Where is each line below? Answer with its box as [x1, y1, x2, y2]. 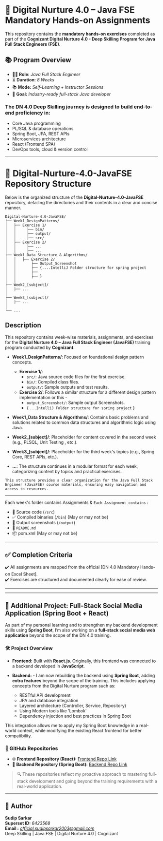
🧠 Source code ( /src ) [12, 509, 55, 515]
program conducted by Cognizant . [5, 344, 75, 350]
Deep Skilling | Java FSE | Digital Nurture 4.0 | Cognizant [5, 830, 118, 836]
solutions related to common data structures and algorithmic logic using [12, 419, 156, 425]
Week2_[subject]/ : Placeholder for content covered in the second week [12, 434, 156, 440]
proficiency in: [15, 109, 50, 116]
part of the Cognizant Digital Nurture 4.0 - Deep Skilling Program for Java [5, 36, 155, 42]
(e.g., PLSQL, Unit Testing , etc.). [12, 439, 78, 445]
